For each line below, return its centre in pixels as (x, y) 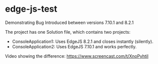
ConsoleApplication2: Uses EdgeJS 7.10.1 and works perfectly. (74, 46)
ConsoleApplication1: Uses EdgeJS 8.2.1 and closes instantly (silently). (83, 41)
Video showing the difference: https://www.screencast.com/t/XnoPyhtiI (77, 56)
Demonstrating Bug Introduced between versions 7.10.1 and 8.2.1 (69, 22)
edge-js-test (31, 9)
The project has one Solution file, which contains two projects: (68, 32)
